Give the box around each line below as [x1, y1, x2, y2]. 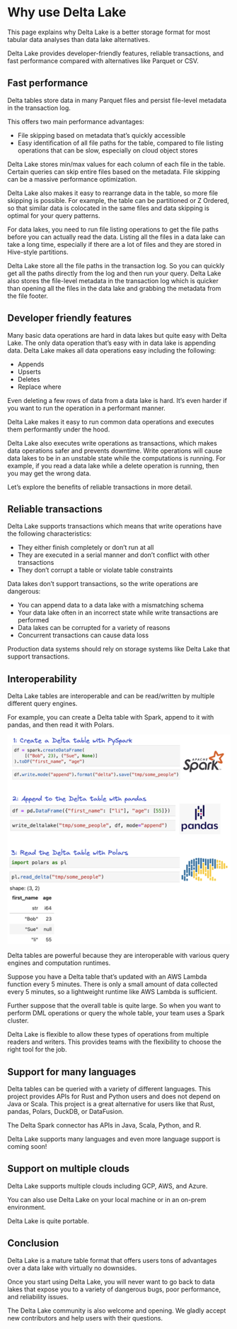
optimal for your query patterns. [7, 211, 100, 220]
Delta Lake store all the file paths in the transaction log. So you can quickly [7, 261, 225, 270]
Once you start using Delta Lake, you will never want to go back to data [7, 1277, 216, 1286]
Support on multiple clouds [7, 1163, 129, 1175]
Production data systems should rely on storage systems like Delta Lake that [7, 645, 230, 654]
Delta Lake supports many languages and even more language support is [7, 1135, 221, 1143]
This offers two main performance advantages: [7, 117, 145, 126]
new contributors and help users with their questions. [7, 1313, 163, 1322]
